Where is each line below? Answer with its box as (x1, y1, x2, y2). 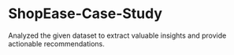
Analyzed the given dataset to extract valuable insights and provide (8, 31, 227, 40)
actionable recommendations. (8, 38, 105, 48)
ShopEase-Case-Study (8, 5, 163, 23)
